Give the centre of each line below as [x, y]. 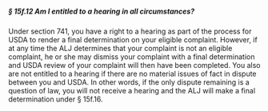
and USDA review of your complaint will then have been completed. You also [134, 65]
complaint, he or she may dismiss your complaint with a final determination [132, 57]
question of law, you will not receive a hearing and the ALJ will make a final [132, 90]
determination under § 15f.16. [56, 99]
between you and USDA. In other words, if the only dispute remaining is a [129, 82]
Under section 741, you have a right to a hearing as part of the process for [130, 31]
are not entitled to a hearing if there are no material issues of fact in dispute [133, 73]
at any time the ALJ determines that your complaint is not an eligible [120, 48]
